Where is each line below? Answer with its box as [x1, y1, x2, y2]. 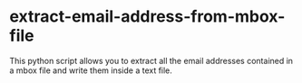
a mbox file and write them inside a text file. [9, 65, 172, 76]
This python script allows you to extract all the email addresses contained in [9, 55, 293, 66]
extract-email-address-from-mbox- [9, 6, 286, 27]
